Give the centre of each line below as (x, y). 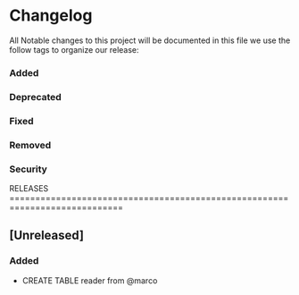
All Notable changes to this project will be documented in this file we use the (150, 40)
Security (28, 169)
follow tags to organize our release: (75, 49)
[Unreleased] (47, 236)
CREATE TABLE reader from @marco (90, 280)
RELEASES (29, 188)
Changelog (51, 16)
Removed (30, 145)
